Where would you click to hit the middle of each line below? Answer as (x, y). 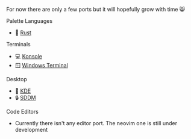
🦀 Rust (23, 32)
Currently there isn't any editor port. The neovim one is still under (96, 123)
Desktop (17, 79)
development (31, 130)
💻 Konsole (28, 56)
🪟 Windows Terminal (41, 65)
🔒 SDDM (25, 97)
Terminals (19, 44)
